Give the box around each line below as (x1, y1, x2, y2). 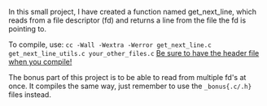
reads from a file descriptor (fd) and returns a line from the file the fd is (8, 15, 247, 25)
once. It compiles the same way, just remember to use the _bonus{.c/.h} (8, 81, 252, 91)
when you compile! (8, 57, 72, 66)
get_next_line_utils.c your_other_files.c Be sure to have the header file (8, 49, 260, 57)
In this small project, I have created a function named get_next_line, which (8, 7, 256, 16)
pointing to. (8, 24, 47, 33)
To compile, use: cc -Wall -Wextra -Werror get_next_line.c (8, 40, 212, 49)
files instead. (8, 90, 51, 100)
